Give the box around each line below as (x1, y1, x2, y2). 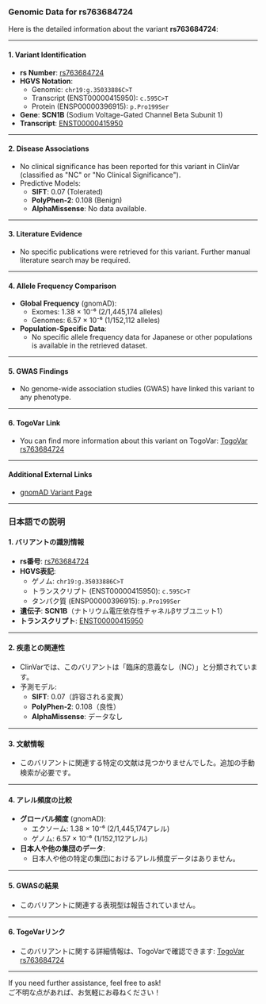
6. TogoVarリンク (8, 927, 66, 937)
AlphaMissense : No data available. (31, 203, 147, 213)
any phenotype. (19, 392, 71, 402)
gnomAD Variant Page (19, 487, 93, 497)
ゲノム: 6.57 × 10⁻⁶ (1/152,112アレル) (31, 834, 148, 844)
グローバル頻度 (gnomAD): (19, 814, 107, 824)
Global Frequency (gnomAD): (19, 298, 117, 308)
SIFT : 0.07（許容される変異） (31, 692, 128, 702)
